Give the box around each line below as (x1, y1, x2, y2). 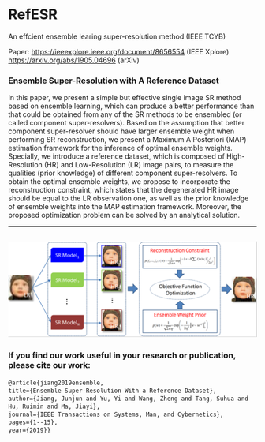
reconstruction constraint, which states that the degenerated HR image (8, 185, 239, 195)
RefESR (8, 6, 58, 24)
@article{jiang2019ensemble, (8, 379, 104, 387)
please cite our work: (8, 360, 91, 371)
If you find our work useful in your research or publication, (8, 350, 237, 361)
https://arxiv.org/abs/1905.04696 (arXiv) (8, 55, 140, 65)
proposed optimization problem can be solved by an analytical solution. (8, 211, 241, 220)
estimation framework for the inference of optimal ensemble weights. (8, 144, 233, 153)
